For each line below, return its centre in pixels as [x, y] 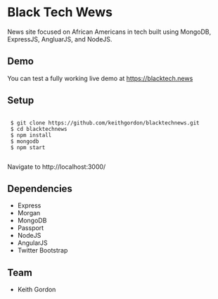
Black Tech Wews [60, 12]
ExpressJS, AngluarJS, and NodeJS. [60, 39]
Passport [31, 228]
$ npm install [31, 135]
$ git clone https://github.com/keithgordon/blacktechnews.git [105, 123]
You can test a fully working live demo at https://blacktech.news [100, 78]
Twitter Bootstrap [43, 250]
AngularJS [32, 243]
